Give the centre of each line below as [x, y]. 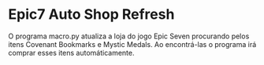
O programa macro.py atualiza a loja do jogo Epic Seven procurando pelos [129, 36]
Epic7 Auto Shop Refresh [91, 14]
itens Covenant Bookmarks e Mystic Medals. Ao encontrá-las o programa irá [132, 44]
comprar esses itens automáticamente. [71, 52]
